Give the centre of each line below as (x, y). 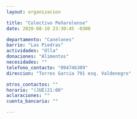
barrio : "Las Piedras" (35, 45)
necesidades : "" (27, 62)
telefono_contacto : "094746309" (47, 67)
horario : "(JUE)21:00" (35, 90)
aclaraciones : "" (28, 96)
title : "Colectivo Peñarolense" (47, 23)
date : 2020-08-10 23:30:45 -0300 (48, 29)
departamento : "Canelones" (40, 39)
